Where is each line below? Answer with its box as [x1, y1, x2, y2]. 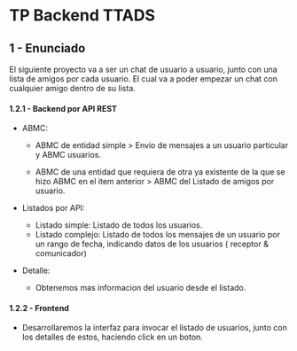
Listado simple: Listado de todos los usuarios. [35, 220, 203, 230]
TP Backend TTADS [9, 5, 156, 26]
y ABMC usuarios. [35, 150, 102, 160]
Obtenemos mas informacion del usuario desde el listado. [35, 283, 246, 293]
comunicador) [35, 248, 87, 259]
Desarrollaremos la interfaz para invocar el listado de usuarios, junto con [21, 323, 288, 333]
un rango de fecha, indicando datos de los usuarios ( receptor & [35, 238, 269, 249]
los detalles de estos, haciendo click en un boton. [21, 331, 204, 342]
